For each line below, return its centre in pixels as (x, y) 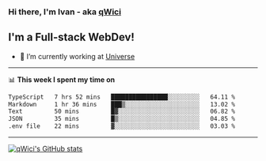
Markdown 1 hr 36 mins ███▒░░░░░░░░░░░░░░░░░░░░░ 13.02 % (122, 104)
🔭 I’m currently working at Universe (77, 56)
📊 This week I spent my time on (62, 79)
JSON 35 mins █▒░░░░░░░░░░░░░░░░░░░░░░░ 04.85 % (122, 119)
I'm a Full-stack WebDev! (71, 37)
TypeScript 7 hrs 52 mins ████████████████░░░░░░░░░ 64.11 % (122, 97)
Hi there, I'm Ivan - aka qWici (65, 12)
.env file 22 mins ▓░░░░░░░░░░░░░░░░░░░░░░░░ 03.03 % (122, 126)
